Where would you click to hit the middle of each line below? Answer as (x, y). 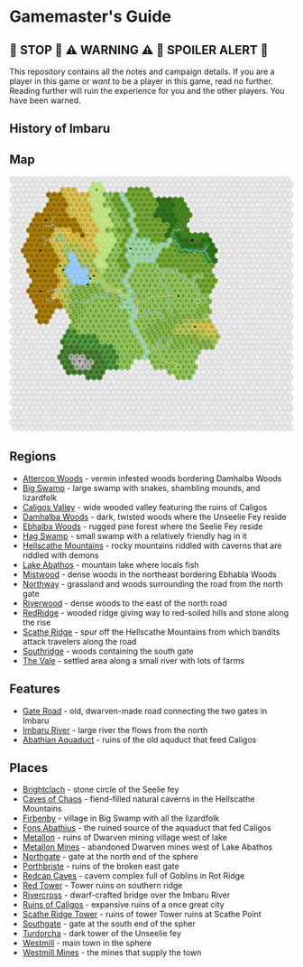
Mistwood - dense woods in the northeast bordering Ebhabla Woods (149, 574)
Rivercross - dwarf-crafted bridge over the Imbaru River (126, 895)
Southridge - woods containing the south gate (108, 651)
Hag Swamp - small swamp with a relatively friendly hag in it (135, 535)
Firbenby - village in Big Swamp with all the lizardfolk (121, 818)
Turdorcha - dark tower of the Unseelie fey (102, 934)
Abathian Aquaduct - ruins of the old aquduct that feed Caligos (139, 739)
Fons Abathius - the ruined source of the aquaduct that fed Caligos (147, 828)
